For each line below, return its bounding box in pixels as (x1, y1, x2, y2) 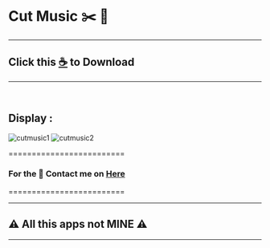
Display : (8, 112, 54, 125)
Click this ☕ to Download (8, 55, 135, 69)
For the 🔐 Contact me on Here (8, 169, 126, 180)
